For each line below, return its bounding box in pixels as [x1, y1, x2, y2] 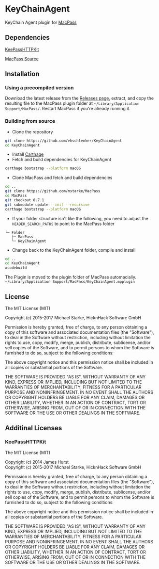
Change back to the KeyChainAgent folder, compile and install [12, 247, 136, 253]
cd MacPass [5, 193, 27, 198]
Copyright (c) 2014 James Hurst [5, 459, 69, 465]
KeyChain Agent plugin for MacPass [5, 19, 77, 25]
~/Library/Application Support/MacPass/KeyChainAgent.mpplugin [5, 279, 135, 284]
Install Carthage [12, 151, 44, 157]
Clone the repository [12, 129, 53, 134]
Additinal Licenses [5, 424, 62, 432]
